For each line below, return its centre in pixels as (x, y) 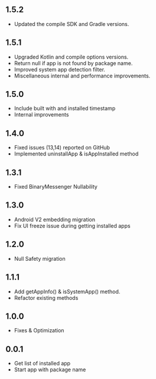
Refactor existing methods (46, 297)
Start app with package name (50, 370)
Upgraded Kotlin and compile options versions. (71, 57)
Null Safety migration (40, 258)
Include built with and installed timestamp (65, 108)
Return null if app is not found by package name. (73, 63)
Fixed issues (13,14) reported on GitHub (62, 148)
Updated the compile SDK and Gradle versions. (71, 24)
